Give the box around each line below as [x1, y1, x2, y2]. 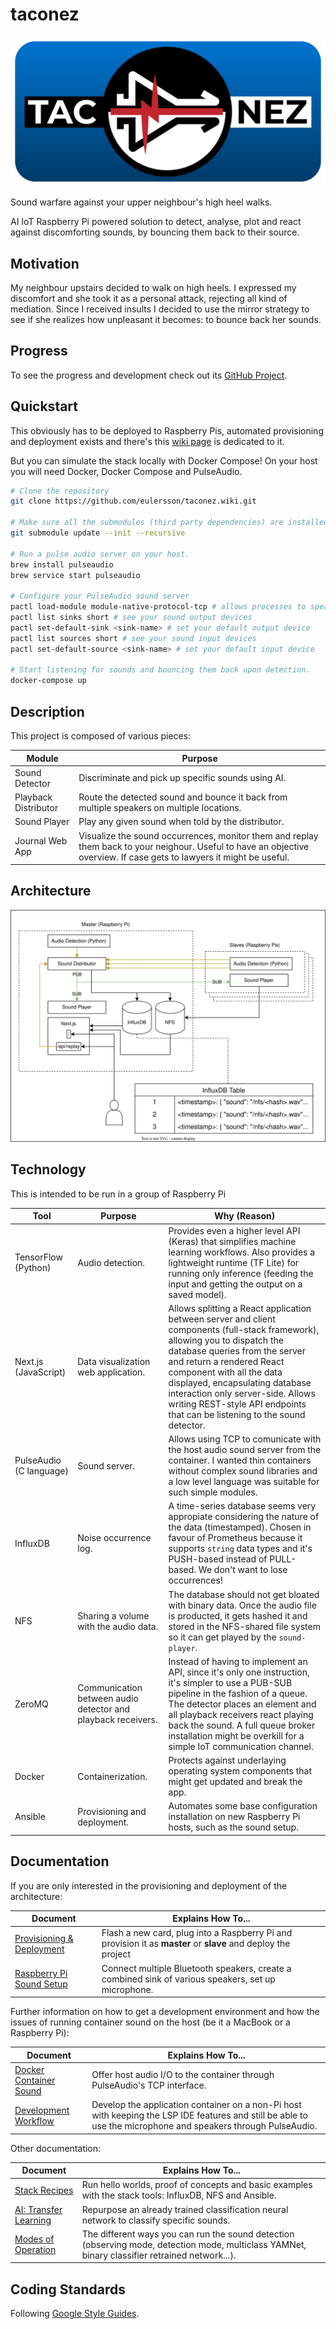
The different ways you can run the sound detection [81, 2228, 295, 2240]
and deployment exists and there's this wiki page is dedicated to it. [10, 435, 285, 447]
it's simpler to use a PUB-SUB [168, 1676, 293, 1688]
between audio [77, 1693, 139, 1705]
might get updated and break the [168, 1776, 303, 1787]
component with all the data [168, 1366, 283, 1378]
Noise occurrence [77, 1532, 152, 1544]
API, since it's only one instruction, [168, 1666, 310, 1678]
